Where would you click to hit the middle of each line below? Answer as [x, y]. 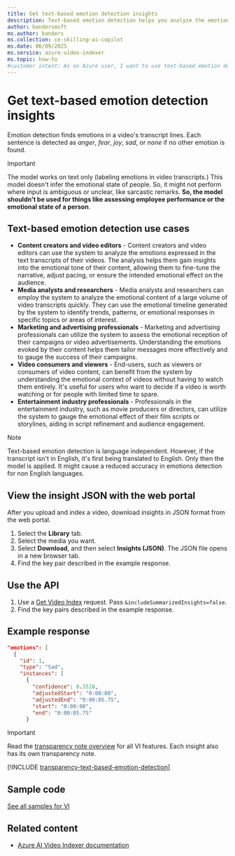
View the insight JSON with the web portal [101, 496]
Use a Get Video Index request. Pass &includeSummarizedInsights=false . [122, 602]
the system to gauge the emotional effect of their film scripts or [108, 417]
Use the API [33, 585]
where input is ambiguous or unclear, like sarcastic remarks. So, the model [115, 192]
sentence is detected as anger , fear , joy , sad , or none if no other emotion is [116, 142]
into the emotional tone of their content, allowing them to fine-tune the [119, 268]
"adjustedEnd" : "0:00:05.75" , [76, 700]
